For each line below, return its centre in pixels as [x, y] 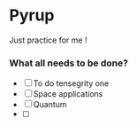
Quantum [50, 105]
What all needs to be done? [68, 63]
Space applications [68, 94]
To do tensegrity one [71, 83]
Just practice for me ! [48, 40]
